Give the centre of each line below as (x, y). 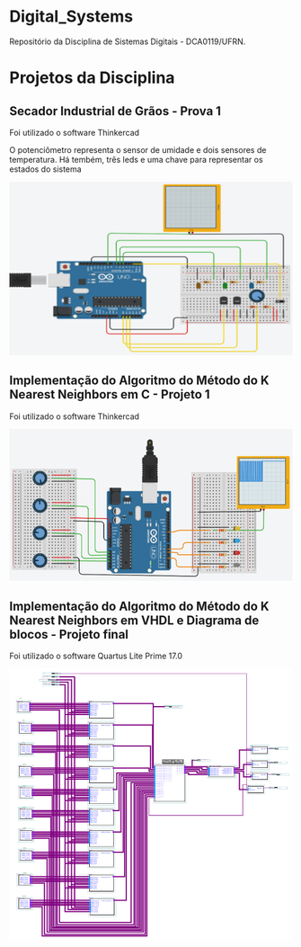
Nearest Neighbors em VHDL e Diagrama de (134, 620)
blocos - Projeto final (69, 634)
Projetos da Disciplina (92, 78)
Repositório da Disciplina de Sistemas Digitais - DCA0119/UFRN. (128, 41)
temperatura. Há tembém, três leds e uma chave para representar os (136, 159)
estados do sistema (46, 169)
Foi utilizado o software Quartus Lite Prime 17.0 (96, 656)
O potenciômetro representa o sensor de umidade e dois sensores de (138, 149)
